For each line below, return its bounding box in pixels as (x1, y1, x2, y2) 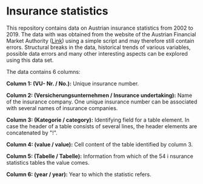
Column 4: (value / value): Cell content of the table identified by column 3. (6, 140, 193, 148)
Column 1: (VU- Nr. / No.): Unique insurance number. (6, 80, 139, 87)
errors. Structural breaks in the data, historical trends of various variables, (6, 44, 191, 51)
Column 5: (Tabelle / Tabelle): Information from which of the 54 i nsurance (6, 153, 194, 160)
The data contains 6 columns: (6, 68, 81, 75)
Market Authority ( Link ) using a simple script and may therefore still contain (6, 37, 195, 44)
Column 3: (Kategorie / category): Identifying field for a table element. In (6, 116, 190, 123)
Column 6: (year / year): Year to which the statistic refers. (6, 171, 151, 178)
